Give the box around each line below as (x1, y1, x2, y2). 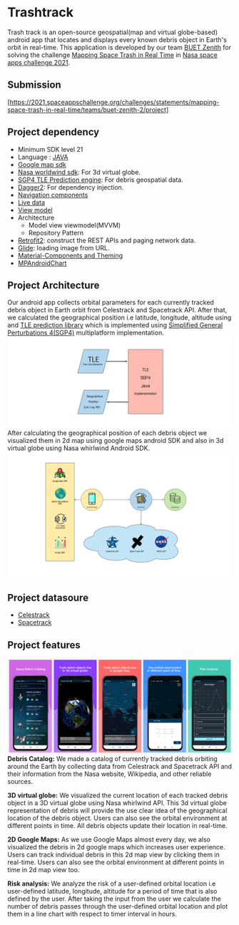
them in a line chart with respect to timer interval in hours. (7, 909, 177, 918)
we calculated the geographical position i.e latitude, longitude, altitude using (7, 313, 232, 322)
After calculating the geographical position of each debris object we (7, 429, 208, 437)
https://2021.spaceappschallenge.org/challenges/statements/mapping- (9, 98, 220, 106)
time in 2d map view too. (7, 865, 80, 874)
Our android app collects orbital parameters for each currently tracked (7, 298, 214, 307)
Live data (17, 198, 45, 207)
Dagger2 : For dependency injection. (17, 183, 124, 191)
